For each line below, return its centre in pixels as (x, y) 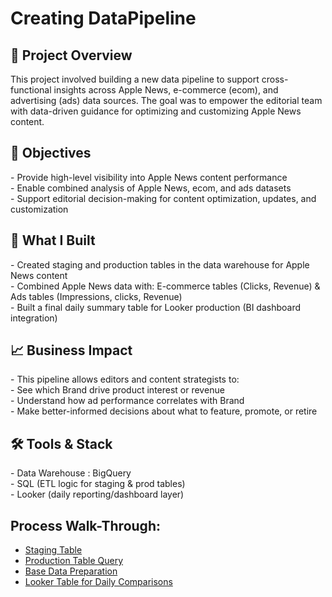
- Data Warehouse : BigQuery (71, 473)
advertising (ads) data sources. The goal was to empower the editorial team (166, 100)
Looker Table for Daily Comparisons (98, 582)
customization (39, 209)
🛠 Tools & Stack (61, 443)
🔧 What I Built (53, 240)
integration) (34, 318)
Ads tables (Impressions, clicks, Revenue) (96, 296)
